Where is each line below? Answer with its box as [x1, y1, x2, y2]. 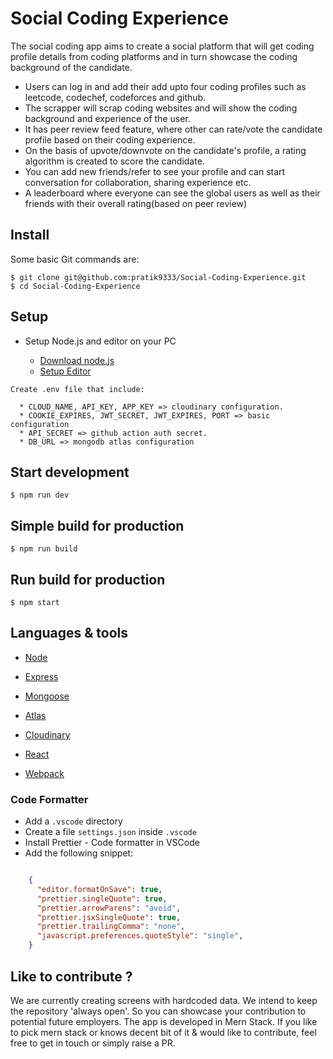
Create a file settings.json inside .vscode [24, 826, 197, 838]
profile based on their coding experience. [24, 133, 196, 146]
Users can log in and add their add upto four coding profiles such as [24, 80, 307, 92]
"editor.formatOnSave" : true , [36, 884, 163, 894]
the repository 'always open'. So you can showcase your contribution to [10, 1005, 307, 1017]
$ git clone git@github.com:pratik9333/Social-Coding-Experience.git [10, 272, 307, 282]
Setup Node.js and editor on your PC [24, 335, 177, 347]
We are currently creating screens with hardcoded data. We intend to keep [10, 994, 318, 1006]
